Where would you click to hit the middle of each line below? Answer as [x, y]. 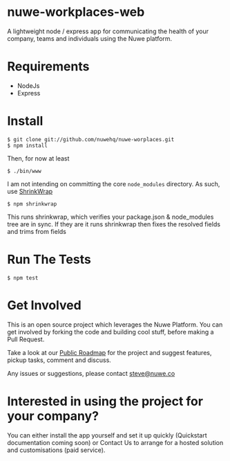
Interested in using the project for [105, 401]
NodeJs [28, 85]
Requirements [48, 67]
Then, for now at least [38, 158]
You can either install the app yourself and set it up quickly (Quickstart [107, 435]
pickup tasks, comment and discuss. [59, 360]
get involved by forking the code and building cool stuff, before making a [111, 332]
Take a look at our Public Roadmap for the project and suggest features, [109, 352]
